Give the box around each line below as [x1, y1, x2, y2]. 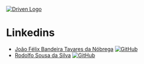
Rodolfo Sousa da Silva [14, 52, 71, 59]
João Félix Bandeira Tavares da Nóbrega [14, 45, 114, 52]
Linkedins [6, 26, 55, 39]
